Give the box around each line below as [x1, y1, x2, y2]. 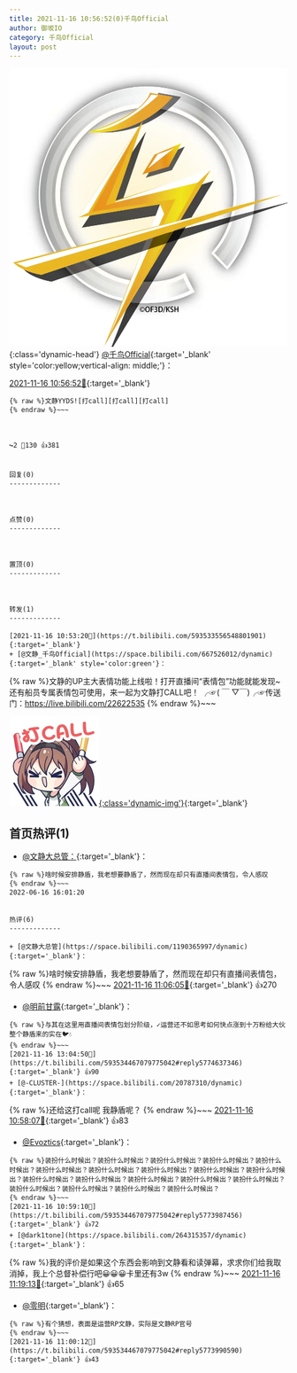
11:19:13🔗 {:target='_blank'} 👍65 [9, 1279, 125, 1290]
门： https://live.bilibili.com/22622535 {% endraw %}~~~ [9, 698, 217, 709]
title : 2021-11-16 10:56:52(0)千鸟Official [9, 14, 170, 23]
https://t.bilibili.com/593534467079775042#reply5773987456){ [9, 1211, 243, 1221]
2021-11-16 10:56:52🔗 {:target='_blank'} [9, 378, 150, 389]
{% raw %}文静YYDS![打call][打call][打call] [9, 397, 170, 406]
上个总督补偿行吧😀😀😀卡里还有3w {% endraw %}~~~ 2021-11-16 [39, 1268, 281, 1279]
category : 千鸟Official [9, 33, 95, 42]
